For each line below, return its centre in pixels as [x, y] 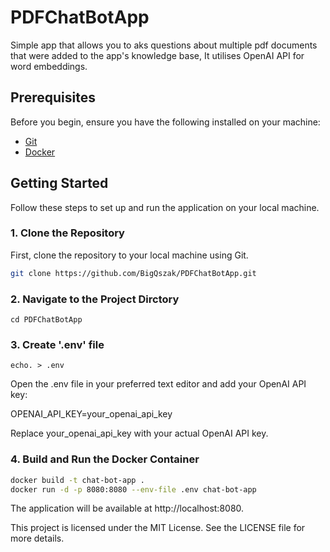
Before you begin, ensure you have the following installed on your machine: [165, 122]
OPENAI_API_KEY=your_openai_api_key [91, 414]
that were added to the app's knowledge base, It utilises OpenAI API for [157, 55]
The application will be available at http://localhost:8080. [127, 508]
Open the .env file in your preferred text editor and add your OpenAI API [158, 384]
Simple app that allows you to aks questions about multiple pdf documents [164, 45]
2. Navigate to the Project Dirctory [95, 299]
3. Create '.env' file [57, 344]
